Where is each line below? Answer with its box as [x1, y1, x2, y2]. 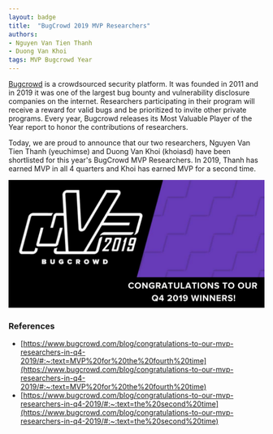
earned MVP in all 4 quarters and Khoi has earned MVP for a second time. [8, 164, 256, 174]
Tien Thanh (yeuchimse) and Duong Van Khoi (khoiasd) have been [8, 147, 232, 156]
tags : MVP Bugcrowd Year [8, 56, 93, 64]
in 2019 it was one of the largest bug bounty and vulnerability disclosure [8, 88, 250, 97]
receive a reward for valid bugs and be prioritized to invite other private [8, 105, 247, 114]
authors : [8, 30, 38, 38]
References [8, 320, 55, 332]
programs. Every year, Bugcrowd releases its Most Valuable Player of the [8, 114, 253, 123]
